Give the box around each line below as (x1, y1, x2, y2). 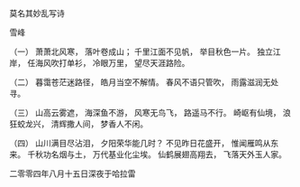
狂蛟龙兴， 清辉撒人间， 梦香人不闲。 (9, 118, 149, 129)
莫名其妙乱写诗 (9, 8, 65, 18)
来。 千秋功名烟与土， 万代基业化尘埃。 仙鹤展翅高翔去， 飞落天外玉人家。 (9, 149, 286, 160)
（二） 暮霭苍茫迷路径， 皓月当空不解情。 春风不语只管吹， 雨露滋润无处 (9, 77, 279, 88)
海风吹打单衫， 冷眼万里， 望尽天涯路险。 (34, 58, 190, 68)
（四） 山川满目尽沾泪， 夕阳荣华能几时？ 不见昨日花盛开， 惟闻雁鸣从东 (9, 138, 279, 148)
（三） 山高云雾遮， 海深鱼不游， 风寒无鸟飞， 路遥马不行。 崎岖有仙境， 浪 (9, 108, 291, 117)
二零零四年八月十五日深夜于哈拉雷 (9, 168, 136, 179)
